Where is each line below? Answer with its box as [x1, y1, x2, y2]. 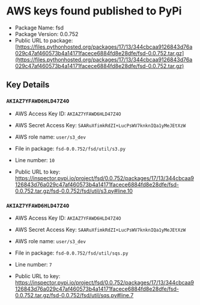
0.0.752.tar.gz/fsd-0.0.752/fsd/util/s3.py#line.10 [14, 187, 133, 195]
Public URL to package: [14, 37, 73, 44]
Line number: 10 [14, 156, 55, 163]
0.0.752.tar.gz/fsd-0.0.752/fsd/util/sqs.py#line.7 [14, 291, 134, 298]
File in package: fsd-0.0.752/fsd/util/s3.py [14, 145, 126, 152]
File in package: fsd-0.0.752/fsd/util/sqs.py [14, 249, 129, 256]
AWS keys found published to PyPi [6, 4, 182, 18]
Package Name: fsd [14, 24, 64, 31]
